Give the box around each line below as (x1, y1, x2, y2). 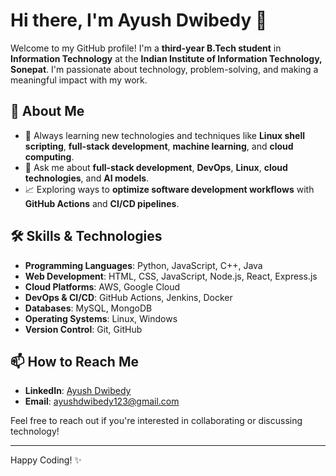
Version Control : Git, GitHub (24, 323, 143, 335)
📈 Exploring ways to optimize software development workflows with (24, 183, 315, 195)
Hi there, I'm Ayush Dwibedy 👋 (10, 9, 268, 32)
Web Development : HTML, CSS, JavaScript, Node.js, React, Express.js (24, 270, 318, 282)
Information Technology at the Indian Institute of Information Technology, (10, 52, 323, 64)
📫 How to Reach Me (10, 353, 139, 370)
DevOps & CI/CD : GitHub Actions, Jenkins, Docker (24, 291, 233, 303)
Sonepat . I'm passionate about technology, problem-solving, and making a (10, 63, 319, 75)
